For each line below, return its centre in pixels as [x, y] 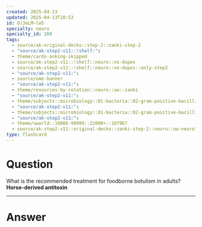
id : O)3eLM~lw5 [25, 23]
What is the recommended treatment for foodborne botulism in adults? [93, 181]
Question [29, 164]
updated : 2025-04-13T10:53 [40, 17]
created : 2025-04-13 [32, 12]
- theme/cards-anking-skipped [49, 56]
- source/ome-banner [37, 79]
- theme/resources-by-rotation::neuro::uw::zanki [75, 90]
